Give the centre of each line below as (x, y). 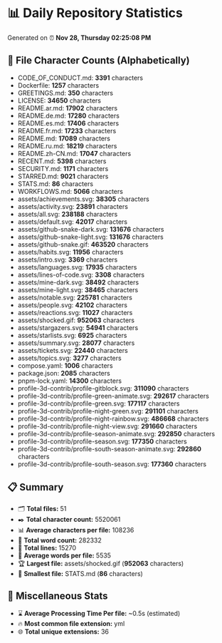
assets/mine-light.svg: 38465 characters (78, 289)
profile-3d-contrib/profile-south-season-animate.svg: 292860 (109, 448)
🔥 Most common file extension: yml (71, 624)
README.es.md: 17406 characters (68, 123)
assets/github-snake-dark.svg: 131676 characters (91, 229)
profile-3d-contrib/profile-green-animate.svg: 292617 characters (113, 396)
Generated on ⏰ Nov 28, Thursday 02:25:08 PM (79, 37)
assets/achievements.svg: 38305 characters (83, 199)
